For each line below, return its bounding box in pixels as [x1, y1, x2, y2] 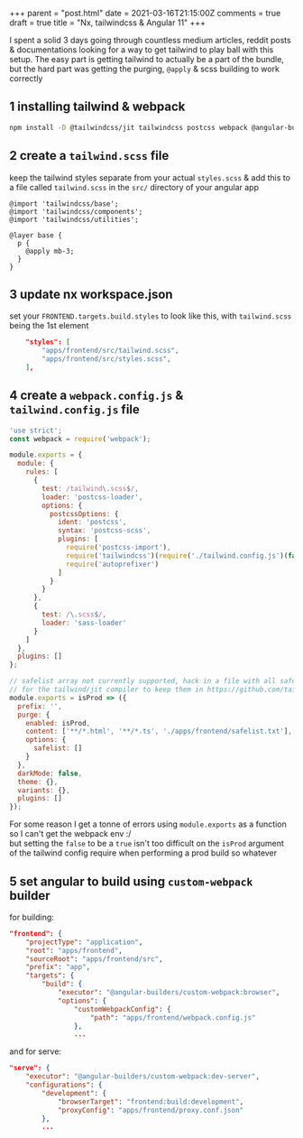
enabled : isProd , [25, 718, 91, 727]
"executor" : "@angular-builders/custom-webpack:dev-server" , [25, 1072, 260, 1081]
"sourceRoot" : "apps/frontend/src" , [25, 954, 164, 964]
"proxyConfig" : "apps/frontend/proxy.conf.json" [57, 1106, 244, 1115]
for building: [9, 911, 54, 922]
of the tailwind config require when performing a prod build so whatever [9, 847, 278, 858]
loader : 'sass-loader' [41, 618, 127, 627]
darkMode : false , [17, 769, 83, 778]
